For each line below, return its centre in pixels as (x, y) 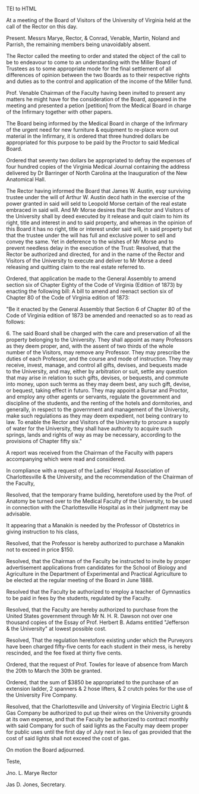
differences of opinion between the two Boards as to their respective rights (98, 75)
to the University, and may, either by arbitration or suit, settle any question (97, 371)
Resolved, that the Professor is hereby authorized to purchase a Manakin (95, 543)
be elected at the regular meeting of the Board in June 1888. (80, 580)
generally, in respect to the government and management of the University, (98, 409)
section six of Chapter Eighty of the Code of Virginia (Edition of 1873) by (94, 285)
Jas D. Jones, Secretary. (36, 784)
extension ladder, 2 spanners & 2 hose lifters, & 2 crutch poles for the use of (99, 689)
